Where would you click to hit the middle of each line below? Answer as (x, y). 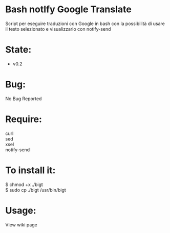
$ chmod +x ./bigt (24, 184)
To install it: (30, 170)
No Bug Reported (24, 99)
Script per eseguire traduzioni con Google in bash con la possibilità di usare (85, 24)
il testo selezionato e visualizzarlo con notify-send (58, 29)
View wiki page (21, 225)
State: (18, 50)
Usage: (21, 210)
